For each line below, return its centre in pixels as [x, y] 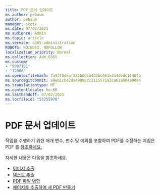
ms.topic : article [24, 38]
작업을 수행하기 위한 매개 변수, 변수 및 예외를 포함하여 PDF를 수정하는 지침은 [80, 141]
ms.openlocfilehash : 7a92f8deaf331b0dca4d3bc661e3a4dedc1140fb [73, 76]
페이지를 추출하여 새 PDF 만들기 [44, 187]
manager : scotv [21, 24]
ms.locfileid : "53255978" [32, 99]
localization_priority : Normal [38, 52]
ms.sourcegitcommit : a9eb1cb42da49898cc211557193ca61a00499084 [73, 80]
